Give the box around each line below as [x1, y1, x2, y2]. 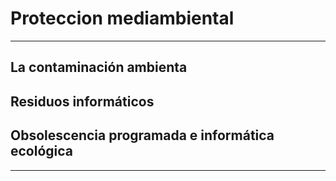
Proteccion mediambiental [10, 7, 235, 30]
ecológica [10, 143, 74, 160]
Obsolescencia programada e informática [10, 127, 275, 144]
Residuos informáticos [10, 93, 155, 110]
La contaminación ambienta [10, 59, 188, 76]
